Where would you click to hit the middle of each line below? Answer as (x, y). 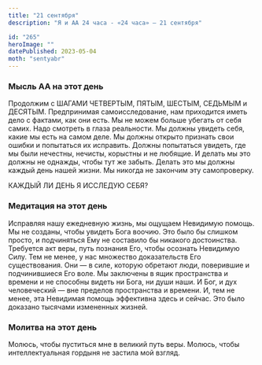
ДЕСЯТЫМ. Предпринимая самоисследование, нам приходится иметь (128, 112)
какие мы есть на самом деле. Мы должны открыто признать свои (121, 137)
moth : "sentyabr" (37, 59)
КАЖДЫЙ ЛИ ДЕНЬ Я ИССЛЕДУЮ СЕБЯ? (78, 186)
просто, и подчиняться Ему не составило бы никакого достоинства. (123, 240)
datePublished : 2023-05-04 (52, 52)
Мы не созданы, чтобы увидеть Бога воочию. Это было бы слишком (123, 231)
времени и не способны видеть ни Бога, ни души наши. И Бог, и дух (123, 282)
